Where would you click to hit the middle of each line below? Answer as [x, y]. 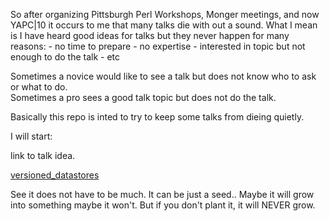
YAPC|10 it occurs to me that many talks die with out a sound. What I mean [164, 25]
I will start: [31, 136]
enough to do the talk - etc [65, 57]
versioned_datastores [55, 175]
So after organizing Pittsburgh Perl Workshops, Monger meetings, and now [165, 14]
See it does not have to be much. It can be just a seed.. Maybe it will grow [162, 194]
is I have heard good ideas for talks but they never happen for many [150, 35]
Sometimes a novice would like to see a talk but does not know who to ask [163, 76]
